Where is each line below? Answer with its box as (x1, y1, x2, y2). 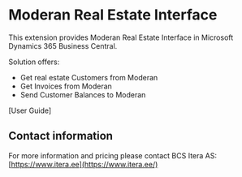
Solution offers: (8, 57, 60, 67)
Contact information (8, 129, 114, 143)
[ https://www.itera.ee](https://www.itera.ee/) (8, 159, 158, 169)
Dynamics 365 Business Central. (8, 41, 118, 50)
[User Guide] (8, 106, 52, 115)
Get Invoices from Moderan (19, 81, 112, 91)
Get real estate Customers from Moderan (19, 72, 158, 82)
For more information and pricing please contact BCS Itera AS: (8, 150, 218, 160)
